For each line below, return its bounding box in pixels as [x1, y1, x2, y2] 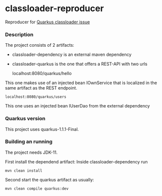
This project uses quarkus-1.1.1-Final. [5, 126, 79, 132]
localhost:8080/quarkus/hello [12, 71, 72, 76]
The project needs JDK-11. [5, 149, 58, 155]
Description [5, 31, 34, 38]
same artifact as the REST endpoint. [5, 85, 77, 91]
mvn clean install [5, 168, 42, 173]
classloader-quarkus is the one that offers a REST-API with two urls [12, 61, 148, 67]
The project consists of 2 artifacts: [5, 42, 75, 48]
